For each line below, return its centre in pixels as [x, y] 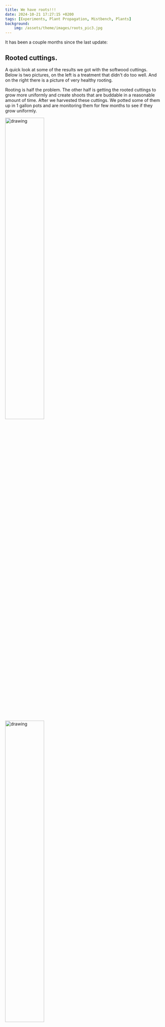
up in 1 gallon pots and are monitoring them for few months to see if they [79, 105]
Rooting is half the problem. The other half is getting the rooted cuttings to [81, 90]
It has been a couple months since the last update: [56, 42]
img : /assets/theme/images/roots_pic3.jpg [58, 28]
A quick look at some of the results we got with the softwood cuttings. [76, 69]
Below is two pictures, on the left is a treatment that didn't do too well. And [81, 75]
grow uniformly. [21, 111]
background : [17, 23]
